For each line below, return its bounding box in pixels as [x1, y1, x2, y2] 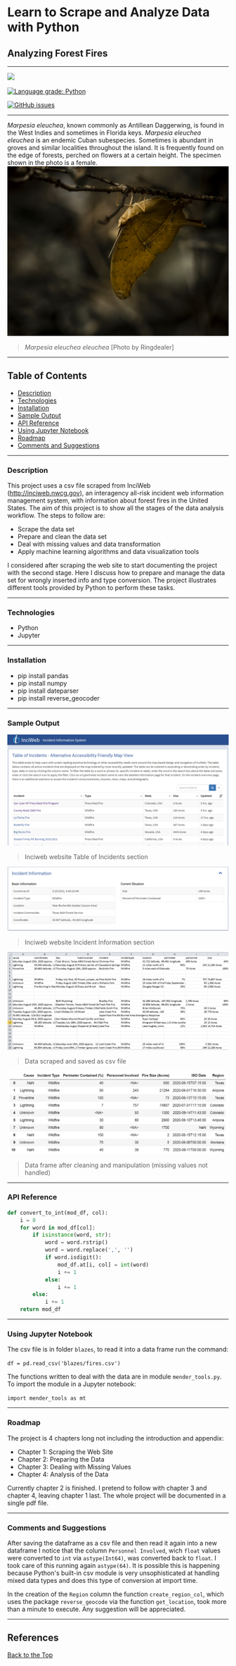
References [7, 1632, 59, 1644]
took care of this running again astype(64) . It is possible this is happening [7, 1562, 220, 1569]
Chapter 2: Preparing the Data [17, 1455, 105, 1463]
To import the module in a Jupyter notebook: [7, 1380, 137, 1388]
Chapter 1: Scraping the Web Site [17, 1448, 114, 1456]
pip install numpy [17, 679, 67, 687]
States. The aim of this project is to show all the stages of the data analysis [7, 504, 224, 512]
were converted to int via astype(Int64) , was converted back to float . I [7, 1554, 216, 1562]
